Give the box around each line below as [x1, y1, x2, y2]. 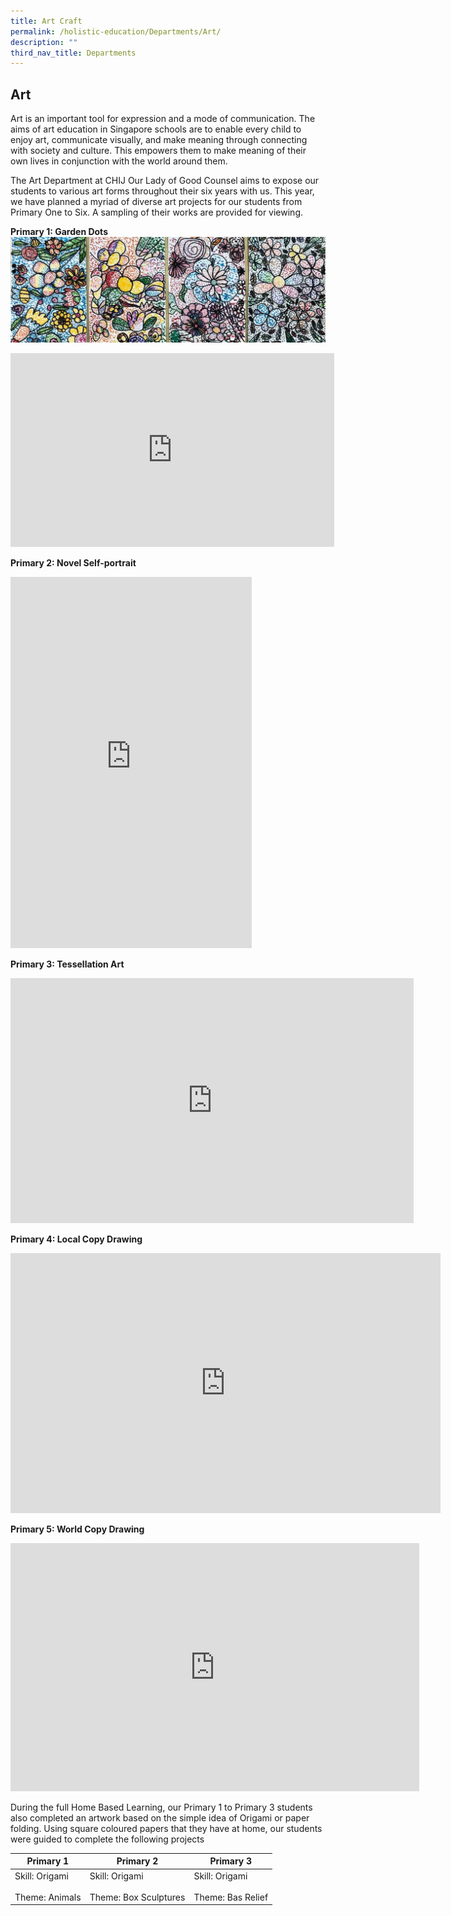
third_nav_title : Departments [10, 48, 137, 58]
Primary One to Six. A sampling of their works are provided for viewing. [10, 206, 304, 219]
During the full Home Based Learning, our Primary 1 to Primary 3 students [10, 1801, 313, 1813]
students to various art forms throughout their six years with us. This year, [10, 185, 315, 197]
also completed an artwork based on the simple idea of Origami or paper [10, 1811, 310, 1824]
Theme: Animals [14, 1891, 82, 1903]
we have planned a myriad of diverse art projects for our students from [10, 196, 303, 208]
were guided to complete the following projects [10, 1833, 205, 1845]
